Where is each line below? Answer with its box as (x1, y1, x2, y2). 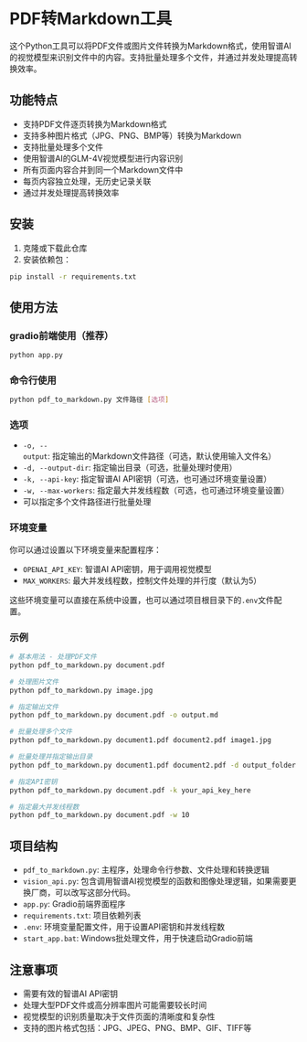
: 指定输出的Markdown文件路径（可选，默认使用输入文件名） (47, 451, 277, 462)
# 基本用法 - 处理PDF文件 (9, 653, 98, 662)
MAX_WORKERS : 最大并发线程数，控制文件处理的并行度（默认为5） (22, 575, 262, 586)
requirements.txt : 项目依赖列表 (22, 910, 142, 921)
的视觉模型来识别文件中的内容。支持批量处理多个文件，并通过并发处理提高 (9, 51, 290, 62)
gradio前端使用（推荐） (9, 329, 114, 342)
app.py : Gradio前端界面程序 (22, 898, 126, 909)
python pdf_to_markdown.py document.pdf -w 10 (9, 811, 190, 820)
